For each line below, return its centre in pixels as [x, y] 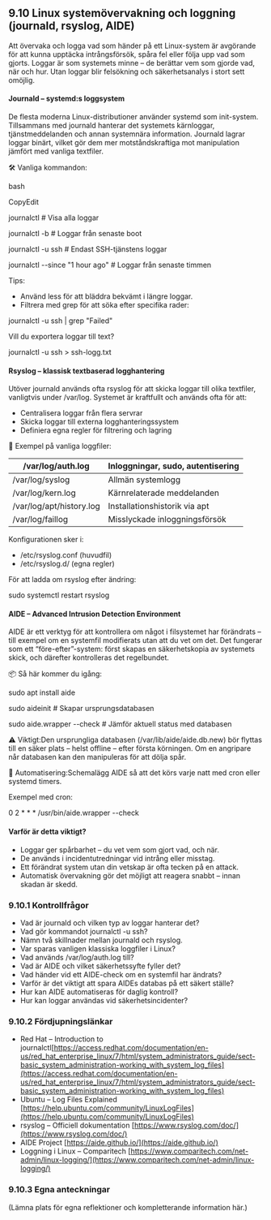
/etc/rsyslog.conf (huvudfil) [66, 555]
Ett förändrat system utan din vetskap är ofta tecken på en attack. [129, 867]
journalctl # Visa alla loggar [54, 218]
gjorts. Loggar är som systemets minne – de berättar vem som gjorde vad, [132, 63]
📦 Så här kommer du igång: [55, 674]
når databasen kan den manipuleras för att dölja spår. [97, 757]
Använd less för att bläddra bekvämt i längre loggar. [106, 296]
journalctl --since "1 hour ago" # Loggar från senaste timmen [110, 265]
